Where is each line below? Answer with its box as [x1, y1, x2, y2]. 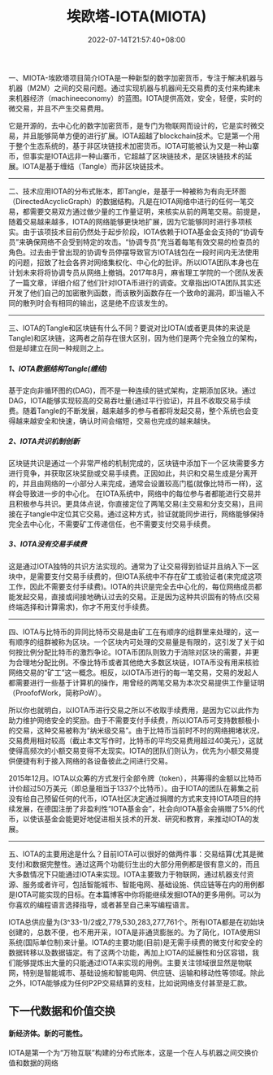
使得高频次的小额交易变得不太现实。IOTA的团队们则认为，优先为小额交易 [8, 746, 253, 755]
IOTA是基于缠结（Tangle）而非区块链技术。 [22, 161, 168, 171]
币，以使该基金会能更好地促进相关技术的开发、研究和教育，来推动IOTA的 [8, 814, 253, 824]
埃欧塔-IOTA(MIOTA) [66, 7, 207, 26]
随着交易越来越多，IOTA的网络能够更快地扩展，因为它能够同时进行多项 [8, 216, 245, 226]
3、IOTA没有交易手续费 [8, 539, 87, 549]
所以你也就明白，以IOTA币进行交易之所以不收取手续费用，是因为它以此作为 [8, 705, 260, 715]
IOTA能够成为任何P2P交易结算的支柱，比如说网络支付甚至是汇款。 [29, 977, 252, 988]
